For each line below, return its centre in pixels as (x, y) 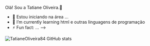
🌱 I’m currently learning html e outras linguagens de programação (79, 22)
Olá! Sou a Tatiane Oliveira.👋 (34, 8)
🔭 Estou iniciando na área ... (40, 17)
